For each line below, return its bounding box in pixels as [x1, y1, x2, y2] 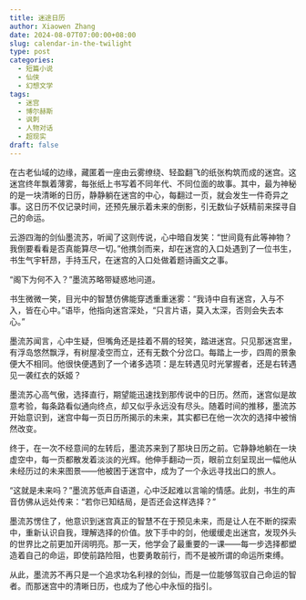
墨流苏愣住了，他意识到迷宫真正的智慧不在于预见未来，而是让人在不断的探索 [9, 515, 297, 526]
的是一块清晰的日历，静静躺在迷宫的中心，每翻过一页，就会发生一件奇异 [9, 189, 280, 201]
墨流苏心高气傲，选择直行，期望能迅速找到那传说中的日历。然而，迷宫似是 [9, 388, 289, 399]
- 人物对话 [17, 124, 54, 133]
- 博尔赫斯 [17, 107, 54, 116]
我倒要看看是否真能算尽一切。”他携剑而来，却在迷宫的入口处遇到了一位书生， [9, 243, 297, 253]
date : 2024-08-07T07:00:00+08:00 [9, 30, 137, 39]
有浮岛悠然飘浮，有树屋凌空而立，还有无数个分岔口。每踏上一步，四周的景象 [9, 347, 297, 357]
